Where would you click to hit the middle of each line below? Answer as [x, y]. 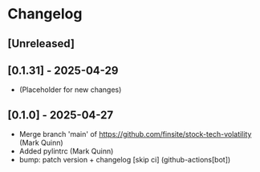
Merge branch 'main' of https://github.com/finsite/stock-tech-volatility [135, 134]
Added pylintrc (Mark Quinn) [66, 151]
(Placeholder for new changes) [70, 90]
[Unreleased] [41, 44]
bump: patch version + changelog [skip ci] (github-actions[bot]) [125, 160]
